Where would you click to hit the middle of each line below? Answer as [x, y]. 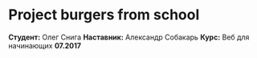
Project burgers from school [104, 15]
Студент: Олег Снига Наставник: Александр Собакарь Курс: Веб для [129, 37]
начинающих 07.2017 [45, 45]
